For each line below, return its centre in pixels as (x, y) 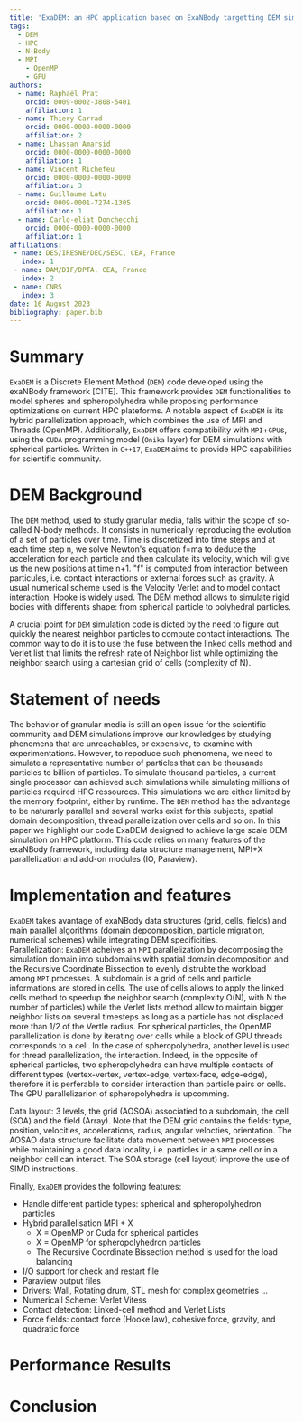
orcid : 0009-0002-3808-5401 (78, 102)
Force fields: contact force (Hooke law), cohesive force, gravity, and (149, 1319)
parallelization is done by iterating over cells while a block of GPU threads (146, 1036)
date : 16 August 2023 (50, 304)
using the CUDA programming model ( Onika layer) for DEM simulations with (146, 440)
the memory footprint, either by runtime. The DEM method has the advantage (150, 801)
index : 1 (37, 262)
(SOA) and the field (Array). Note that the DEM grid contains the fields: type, (151, 1121)
